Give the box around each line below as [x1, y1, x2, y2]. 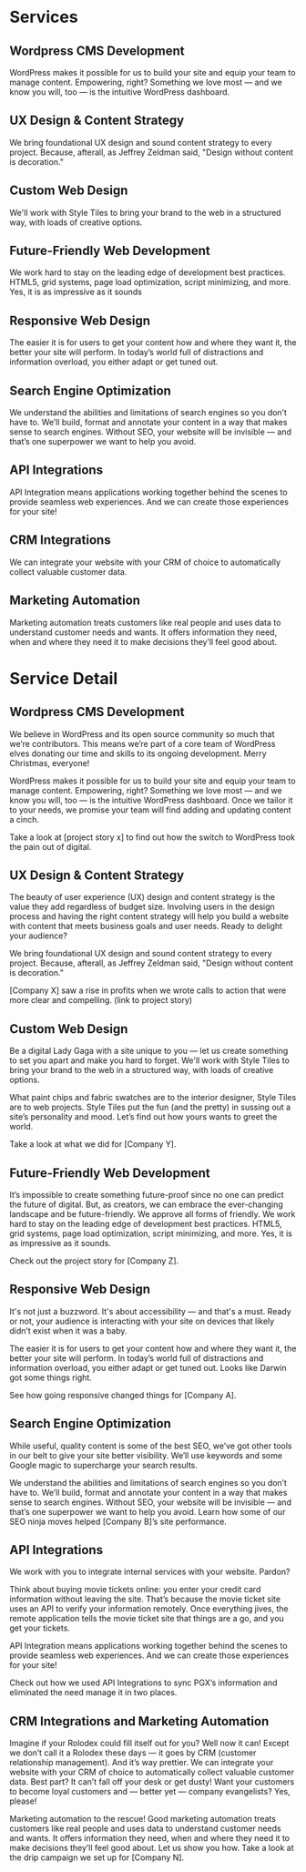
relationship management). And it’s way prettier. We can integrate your [9, 1757, 274, 1768]
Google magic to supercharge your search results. [9, 1459, 199, 1470]
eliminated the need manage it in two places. [9, 1687, 178, 1698]
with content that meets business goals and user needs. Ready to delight [9, 921, 283, 932]
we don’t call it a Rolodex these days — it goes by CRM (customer [9, 1747, 257, 1758]
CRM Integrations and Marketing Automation [9, 1713, 270, 1729]
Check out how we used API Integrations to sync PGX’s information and [9, 1677, 278, 1688]
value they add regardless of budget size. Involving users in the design [9, 901, 275, 913]
